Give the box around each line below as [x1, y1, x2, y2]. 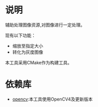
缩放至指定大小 [12, 43, 43, 49]
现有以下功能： [5, 32, 36, 38]
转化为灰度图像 [12, 49, 43, 55]
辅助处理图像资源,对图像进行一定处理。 [5, 22, 86, 28]
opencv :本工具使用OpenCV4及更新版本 [12, 96, 93, 102]
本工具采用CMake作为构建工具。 [5, 59, 72, 65]
